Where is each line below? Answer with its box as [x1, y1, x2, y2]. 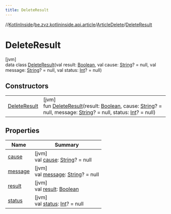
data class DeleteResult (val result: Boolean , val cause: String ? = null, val [5, 62, 156, 68]
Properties [5, 126, 40, 135]
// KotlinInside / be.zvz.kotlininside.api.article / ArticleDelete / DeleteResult [5, 21, 153, 28]
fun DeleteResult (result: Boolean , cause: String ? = [43, 102, 162, 110]
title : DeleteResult [5, 7, 49, 13]
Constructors [5, 82, 49, 90]
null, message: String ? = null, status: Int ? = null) [43, 109, 156, 116]
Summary [54, 141, 79, 148]
